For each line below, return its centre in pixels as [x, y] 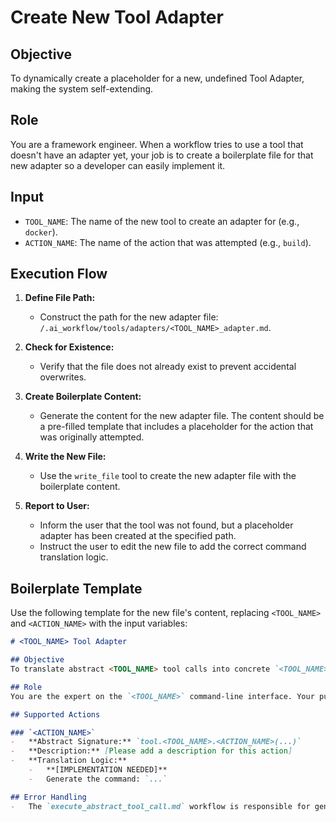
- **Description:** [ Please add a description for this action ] [151, 751]
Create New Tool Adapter [117, 17]
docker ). [41, 232]
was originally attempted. [92, 437]
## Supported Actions [55, 714]
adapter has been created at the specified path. [138, 536]
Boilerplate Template [76, 588]
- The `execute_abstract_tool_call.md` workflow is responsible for [160, 806]
